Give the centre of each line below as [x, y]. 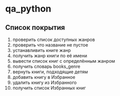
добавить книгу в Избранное [44, 77]
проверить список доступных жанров [54, 39]
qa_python [28, 9]
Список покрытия [35, 28]
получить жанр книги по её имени [50, 56]
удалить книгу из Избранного [45, 82]
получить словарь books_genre [46, 66]
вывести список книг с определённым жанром [64, 61]
